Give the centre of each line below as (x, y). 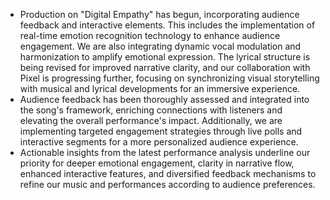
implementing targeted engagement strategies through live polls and (161, 131)
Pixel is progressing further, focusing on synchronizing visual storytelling (169, 78)
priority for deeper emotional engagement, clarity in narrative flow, (157, 163)
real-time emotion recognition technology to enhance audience (150, 35)
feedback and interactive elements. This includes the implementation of (167, 25)
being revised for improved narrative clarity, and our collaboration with (165, 67)
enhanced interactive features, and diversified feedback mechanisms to (168, 173)
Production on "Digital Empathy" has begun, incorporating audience (159, 14)
